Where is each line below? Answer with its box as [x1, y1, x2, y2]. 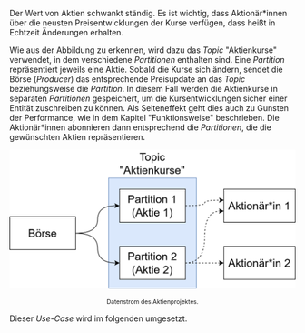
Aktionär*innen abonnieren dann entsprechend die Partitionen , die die [9, 122, 272, 133]
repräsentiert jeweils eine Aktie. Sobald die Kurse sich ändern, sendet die [9, 64, 283, 75]
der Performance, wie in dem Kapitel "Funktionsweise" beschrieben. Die [9, 113, 280, 123]
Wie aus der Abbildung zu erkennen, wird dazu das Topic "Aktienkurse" [9, 45, 278, 55]
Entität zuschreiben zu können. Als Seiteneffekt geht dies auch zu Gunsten [9, 103, 289, 113]
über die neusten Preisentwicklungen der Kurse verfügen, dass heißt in [9, 17, 276, 28]
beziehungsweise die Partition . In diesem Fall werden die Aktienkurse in [9, 84, 279, 94]
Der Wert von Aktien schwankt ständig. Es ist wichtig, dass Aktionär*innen [9, 8, 288, 18]
